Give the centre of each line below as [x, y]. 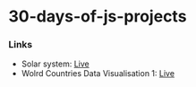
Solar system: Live [55, 64]
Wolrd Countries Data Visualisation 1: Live [98, 74]
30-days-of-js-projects [98, 17]
